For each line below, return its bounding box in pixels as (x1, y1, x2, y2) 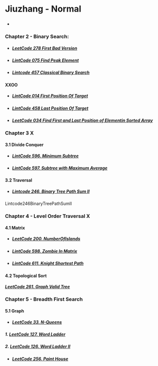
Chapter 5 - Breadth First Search (5, 296, 83, 303)
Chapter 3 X (5, 130, 34, 136)
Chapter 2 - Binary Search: (5, 33, 69, 40)
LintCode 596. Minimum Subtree (12, 153, 79, 159)
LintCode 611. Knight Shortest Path (12, 261, 84, 266)
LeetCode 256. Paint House (12, 356, 69, 362)
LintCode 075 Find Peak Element (12, 57, 79, 63)
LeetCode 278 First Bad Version (12, 45, 77, 51)
